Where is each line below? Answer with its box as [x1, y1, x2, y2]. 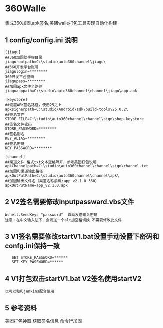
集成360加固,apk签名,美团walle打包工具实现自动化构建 [5, 20, 117, 26]
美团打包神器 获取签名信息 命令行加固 [5, 318, 82, 324]
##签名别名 [5, 131, 25, 136]
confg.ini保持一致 [5, 241, 60, 250]
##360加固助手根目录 [5, 55, 43, 60]
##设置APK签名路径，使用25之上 [5, 102, 62, 107]
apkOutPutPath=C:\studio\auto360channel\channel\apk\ [5, 173, 120, 178]
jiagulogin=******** [5, 69, 48, 74]
